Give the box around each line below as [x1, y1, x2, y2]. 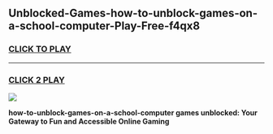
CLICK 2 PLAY [8, 74, 65, 85]
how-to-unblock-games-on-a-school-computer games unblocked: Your [8, 107, 258, 117]
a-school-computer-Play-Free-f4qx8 [8, 19, 201, 33]
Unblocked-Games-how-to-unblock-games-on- [8, 6, 258, 20]
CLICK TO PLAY [8, 44, 71, 55]
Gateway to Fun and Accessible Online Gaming [8, 116, 170, 126]
